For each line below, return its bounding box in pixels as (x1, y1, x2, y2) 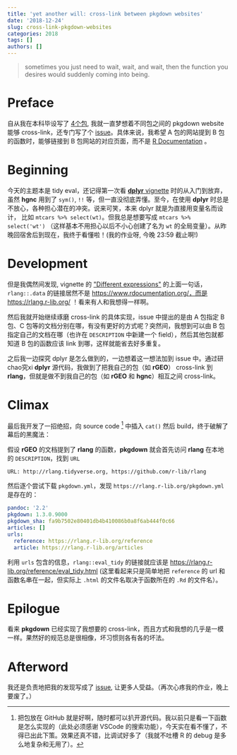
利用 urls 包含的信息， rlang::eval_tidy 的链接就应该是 (7, 558, 169, 566)
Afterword (7, 659, 68, 675)
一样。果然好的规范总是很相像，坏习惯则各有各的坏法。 (7, 633, 168, 642)
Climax (7, 397, 49, 413)
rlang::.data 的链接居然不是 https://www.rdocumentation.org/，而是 (7, 288, 208, 297)
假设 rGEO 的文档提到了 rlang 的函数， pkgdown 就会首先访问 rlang (7, 445, 205, 454)
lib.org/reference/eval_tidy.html (7, 566, 98, 575)
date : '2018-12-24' (7, 17, 65, 24)
